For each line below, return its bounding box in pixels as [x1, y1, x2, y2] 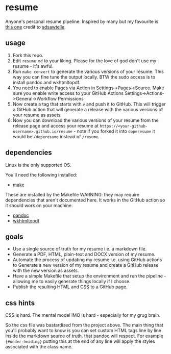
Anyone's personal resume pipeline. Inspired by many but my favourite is [5, 18, 159, 24]
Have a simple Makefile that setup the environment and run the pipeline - [12, 273, 166, 279]
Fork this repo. [12, 52, 43, 58]
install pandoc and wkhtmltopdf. [12, 79, 81, 85]
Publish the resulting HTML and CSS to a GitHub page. [12, 284, 128, 290]
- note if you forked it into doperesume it [73, 128, 155, 134]
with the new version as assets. [12, 267, 79, 274]
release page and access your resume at [12, 122, 99, 129]
